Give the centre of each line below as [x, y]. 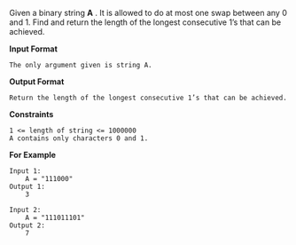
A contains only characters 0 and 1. [79, 138]
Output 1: [27, 186]
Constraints [31, 114]
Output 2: [27, 225]
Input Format [33, 49]
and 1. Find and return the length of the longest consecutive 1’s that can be [145, 22]
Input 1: [25, 171]
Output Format [37, 82]
